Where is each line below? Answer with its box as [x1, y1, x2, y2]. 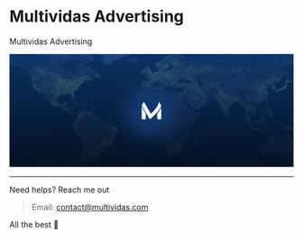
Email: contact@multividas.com [31, 202, 149, 213]
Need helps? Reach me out [9, 184, 110, 195]
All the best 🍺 [9, 219, 60, 230]
